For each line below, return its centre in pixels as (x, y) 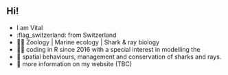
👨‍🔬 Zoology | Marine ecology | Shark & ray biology (88, 42)
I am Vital (30, 27)
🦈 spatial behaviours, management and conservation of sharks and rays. (119, 57)
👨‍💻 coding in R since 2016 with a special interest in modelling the (108, 49)
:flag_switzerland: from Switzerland (66, 35)
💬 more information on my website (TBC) (74, 63)
